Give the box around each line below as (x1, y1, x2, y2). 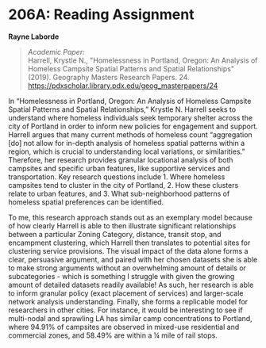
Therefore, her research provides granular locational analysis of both (8, 155, 233, 164)
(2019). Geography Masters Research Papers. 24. (27, 72, 190, 82)
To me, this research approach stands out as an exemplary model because (8, 212, 253, 222)
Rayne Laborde (8, 32, 60, 41)
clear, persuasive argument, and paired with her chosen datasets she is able (8, 254, 258, 264)
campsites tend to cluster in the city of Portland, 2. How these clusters (8, 180, 239, 189)
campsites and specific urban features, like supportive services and (8, 163, 230, 173)
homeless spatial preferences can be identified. (8, 197, 164, 207)
